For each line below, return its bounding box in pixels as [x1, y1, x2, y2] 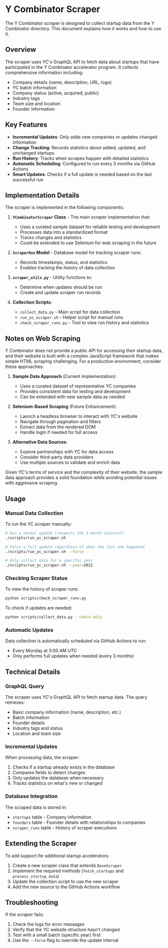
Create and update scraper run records [20, 290, 101, 296]
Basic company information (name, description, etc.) [12, 709, 121, 715]
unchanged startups [12, 150, 55, 156]
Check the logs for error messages [12, 921, 85, 927]
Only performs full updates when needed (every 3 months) [12, 653, 134, 659]
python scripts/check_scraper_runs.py [5, 596, 86, 601]
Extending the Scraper [5, 839, 77, 848]
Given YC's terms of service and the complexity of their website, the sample [5, 469, 162, 476]
